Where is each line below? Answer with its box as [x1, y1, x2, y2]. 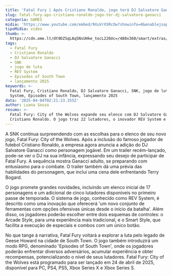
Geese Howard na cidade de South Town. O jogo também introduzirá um [5, 237, 159, 243]
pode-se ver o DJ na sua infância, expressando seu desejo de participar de [5, 152, 164, 158]
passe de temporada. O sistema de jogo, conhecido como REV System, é [5, 195, 160, 201]
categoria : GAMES [5, 17, 42, 22]
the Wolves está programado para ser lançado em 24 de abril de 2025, [5, 259, 155, 265]
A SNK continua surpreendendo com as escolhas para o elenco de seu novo [5, 131, 166, 137]
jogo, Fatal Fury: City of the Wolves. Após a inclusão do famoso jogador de [5, 136, 163, 142]
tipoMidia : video [5, 27, 42, 32]
